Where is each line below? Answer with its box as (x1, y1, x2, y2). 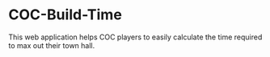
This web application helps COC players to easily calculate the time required (8, 32, 263, 42)
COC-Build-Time (8, 6, 123, 24)
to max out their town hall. (8, 40, 95, 50)
